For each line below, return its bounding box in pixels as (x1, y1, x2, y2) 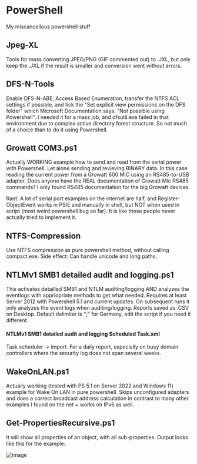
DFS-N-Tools (6, 79, 55, 89)
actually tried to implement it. (6, 214, 77, 221)
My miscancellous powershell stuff (6, 23, 91, 30)
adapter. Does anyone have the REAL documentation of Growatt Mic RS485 (6, 177, 189, 184)
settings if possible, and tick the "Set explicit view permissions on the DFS (6, 101, 186, 108)
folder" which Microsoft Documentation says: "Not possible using (6, 107, 165, 114)
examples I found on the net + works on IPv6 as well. (6, 401, 134, 408)
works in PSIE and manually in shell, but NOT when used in (37, 201, 180, 208)
